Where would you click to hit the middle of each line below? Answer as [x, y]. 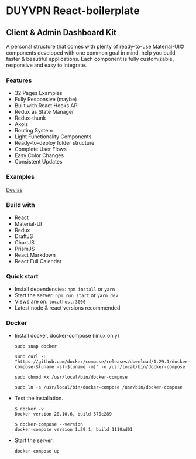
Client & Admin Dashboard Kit [61, 33]
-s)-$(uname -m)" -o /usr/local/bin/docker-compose [121, 367]
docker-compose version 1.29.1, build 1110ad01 [73, 430]
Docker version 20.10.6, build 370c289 [63, 414]
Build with [20, 205]
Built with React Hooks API [47, 106]
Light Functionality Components [53, 137]
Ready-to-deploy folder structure [54, 143]
